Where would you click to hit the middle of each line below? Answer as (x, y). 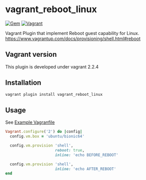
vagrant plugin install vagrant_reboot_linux (54, 94)
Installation (23, 83)
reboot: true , (70, 150)
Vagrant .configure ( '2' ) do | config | (44, 132)
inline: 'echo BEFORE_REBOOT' (87, 155)
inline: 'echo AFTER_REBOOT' (85, 169)
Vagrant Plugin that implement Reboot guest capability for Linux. (72, 33)
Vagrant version (31, 55)
